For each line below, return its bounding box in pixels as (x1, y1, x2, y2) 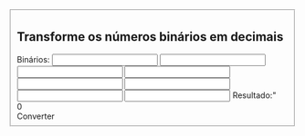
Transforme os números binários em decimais (16, 29, 284, 44)
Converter (16, 111, 56, 121)
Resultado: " (232, 90, 277, 101)
